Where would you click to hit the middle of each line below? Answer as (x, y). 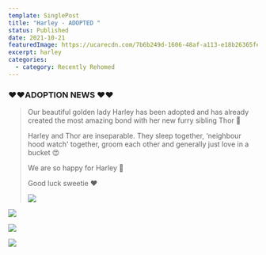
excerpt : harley (35, 52)
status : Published (38, 30)
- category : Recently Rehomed (65, 67)
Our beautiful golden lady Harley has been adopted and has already (138, 112)
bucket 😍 (44, 153)
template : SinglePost (44, 15)
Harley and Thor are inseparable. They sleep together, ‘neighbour (134, 136)
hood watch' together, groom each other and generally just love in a (138, 144)
